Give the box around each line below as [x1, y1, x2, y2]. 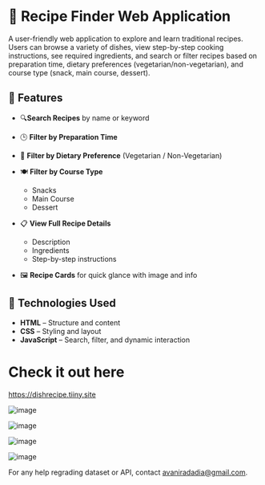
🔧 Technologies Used [8, 296, 116, 310]
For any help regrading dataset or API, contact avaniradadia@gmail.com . [8, 467, 248, 477]
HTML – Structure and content [19, 317, 121, 328]
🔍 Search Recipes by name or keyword [19, 112, 150, 123]
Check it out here [8, 363, 125, 381]
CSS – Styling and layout [19, 326, 102, 336]
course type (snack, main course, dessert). [8, 67, 151, 77]
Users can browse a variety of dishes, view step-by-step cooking [8, 42, 224, 51]
